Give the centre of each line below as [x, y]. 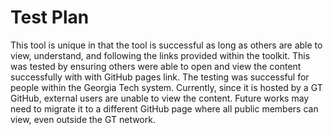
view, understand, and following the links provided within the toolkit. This [160, 55]
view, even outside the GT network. [83, 119]
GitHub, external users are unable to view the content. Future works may [160, 98]
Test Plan [50, 17]
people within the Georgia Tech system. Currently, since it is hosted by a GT [166, 87]
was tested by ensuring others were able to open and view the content [156, 66]
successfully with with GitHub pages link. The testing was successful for [160, 77]
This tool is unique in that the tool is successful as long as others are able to [166, 45]
